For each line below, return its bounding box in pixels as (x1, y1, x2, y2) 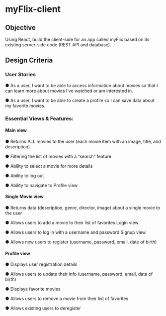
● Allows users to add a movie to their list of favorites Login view (5, 220, 139, 226)
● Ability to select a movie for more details (5, 163, 93, 169)
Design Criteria (5, 56, 53, 65)
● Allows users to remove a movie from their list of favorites (5, 296, 129, 302)
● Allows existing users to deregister (5, 305, 81, 312)
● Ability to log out (5, 173, 44, 179)
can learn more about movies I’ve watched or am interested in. (5, 88, 133, 94)
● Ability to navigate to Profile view (5, 182, 78, 188)
